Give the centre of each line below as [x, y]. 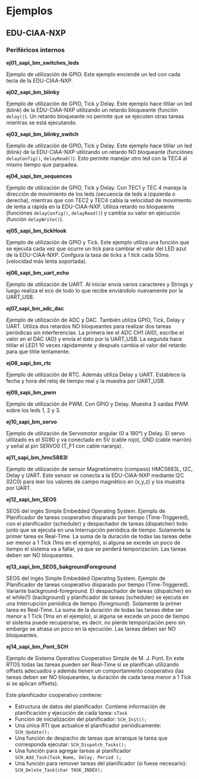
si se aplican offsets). [32, 683]
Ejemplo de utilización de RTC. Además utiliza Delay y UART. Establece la [96, 374]
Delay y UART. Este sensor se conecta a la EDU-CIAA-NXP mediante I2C [95, 475]
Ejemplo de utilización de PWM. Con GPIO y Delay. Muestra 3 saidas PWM [97, 404]
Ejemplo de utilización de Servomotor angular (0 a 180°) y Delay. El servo [96, 433]
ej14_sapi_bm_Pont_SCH [37, 646]
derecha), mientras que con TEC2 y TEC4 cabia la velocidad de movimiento [99, 200]
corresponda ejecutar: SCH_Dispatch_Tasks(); [70, 744]
